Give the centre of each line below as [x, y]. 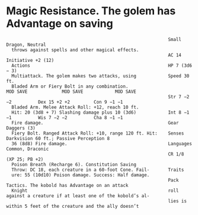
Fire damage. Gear [95, 123]
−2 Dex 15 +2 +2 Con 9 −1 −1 [65, 102]
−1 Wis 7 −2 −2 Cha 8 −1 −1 [65, 117]
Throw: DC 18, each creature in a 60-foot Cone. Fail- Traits [98, 170]
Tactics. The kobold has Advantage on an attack [67, 185]
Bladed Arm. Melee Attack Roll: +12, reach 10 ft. [75, 107]
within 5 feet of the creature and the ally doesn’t [73, 206]
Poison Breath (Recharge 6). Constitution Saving [74, 164]
